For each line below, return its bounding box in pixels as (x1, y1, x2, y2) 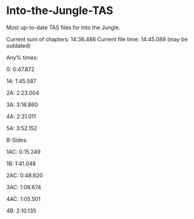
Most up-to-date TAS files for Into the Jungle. (6, 24, 120, 31)
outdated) (6, 42, 31, 49)
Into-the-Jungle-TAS (6, 4, 114, 18)
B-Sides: (6, 136, 29, 144)
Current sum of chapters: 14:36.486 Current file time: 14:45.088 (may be (6, 35, 188, 43)
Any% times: (6, 54, 38, 61)
